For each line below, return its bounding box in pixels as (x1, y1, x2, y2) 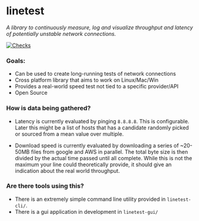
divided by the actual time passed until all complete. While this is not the (14, 154, 192, 161)
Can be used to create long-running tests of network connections (14, 70, 176, 77)
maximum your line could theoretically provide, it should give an (14, 161, 172, 168)
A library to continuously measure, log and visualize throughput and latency (6, 24, 194, 31)
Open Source (14, 89, 48, 97)
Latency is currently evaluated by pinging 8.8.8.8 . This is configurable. (14, 117, 189, 124)
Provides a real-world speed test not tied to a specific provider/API (14, 83, 179, 90)
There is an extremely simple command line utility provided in (14, 195, 166, 203)
